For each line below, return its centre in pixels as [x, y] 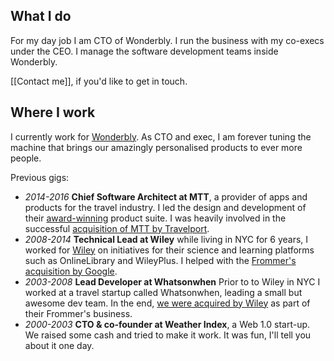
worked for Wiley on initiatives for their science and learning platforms [169, 250]
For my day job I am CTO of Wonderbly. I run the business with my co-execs [167, 40]
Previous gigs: [40, 177]
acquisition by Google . [71, 271]
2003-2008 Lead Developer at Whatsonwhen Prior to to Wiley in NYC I [172, 281]
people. [26, 158]
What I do [41, 16]
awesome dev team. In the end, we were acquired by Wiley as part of [167, 303]
